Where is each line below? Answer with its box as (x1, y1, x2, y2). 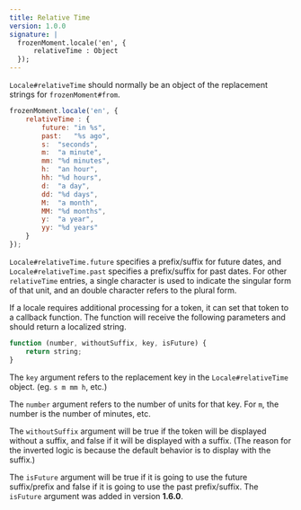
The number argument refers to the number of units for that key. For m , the (9, 399, 279, 409)
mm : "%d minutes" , (41, 156, 111, 166)
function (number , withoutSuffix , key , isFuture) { (9, 339, 207, 347)
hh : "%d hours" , (41, 173, 102, 182)
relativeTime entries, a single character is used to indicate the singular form (9, 275, 292, 286)
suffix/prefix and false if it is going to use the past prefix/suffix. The (9, 481, 259, 492)
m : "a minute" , (41, 148, 102, 157)
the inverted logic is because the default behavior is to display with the (9, 444, 271, 455)
